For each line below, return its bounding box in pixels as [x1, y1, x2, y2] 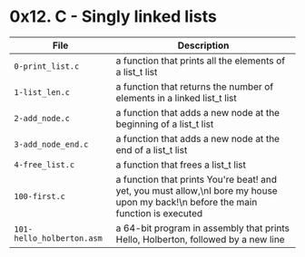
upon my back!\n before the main [115, 195, 258, 208]
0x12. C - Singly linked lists [9, 6, 218, 27]
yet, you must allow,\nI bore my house [115, 184, 279, 196]
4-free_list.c [14, 159, 75, 169]
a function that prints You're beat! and [115, 173, 278, 186]
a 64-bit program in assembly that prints [115, 222, 290, 234]
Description [177, 39, 230, 52]
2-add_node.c [14, 113, 71, 123]
